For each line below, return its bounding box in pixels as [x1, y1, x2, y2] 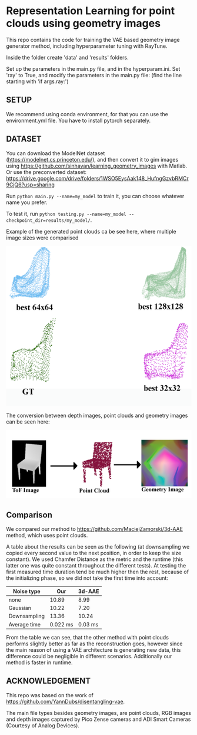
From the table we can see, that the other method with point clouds [6, 634, 169, 641]
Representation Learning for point [6, 4, 175, 18]
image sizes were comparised [6, 234, 79, 241]
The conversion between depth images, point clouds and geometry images [6, 412, 188, 419]
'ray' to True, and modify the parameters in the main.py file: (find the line [6, 71, 182, 78]
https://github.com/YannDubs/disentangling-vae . [6, 698, 125, 705]
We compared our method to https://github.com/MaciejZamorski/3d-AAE [6, 526, 183, 533]
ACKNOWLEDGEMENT [6, 676, 91, 686]
